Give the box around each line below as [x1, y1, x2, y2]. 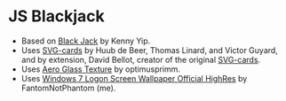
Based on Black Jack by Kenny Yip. [20, 35, 151, 46]
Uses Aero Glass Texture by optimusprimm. [20, 64, 181, 74]
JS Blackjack [8, 6, 105, 27]
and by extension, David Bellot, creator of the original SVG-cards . [20, 54, 261, 65]
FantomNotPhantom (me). [20, 82, 116, 93]
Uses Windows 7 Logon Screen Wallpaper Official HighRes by [20, 73, 248, 83]
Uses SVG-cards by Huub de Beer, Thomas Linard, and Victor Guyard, [20, 44, 279, 55]
